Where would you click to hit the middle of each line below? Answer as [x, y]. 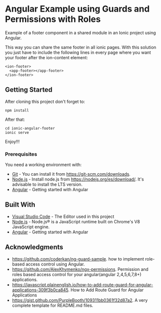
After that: [15, 119]
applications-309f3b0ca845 [40, 290]
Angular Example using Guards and [77, 9]
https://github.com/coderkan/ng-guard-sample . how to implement [78, 259]
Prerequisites [21, 154]
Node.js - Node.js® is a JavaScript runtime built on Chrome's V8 [76, 221]
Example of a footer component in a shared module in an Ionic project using [80, 33]
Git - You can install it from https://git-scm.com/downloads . [71, 174]
